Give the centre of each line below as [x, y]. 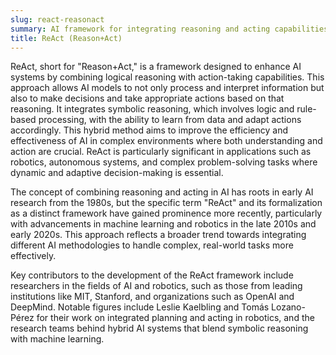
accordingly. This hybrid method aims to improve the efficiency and [149, 130]
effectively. [33, 256]
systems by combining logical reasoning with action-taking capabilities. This [167, 77]
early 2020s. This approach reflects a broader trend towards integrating [158, 235]
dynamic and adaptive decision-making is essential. [117, 173]
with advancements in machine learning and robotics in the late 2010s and [163, 224]
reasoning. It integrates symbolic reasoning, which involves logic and [152, 109]
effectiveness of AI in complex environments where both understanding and [166, 141]
